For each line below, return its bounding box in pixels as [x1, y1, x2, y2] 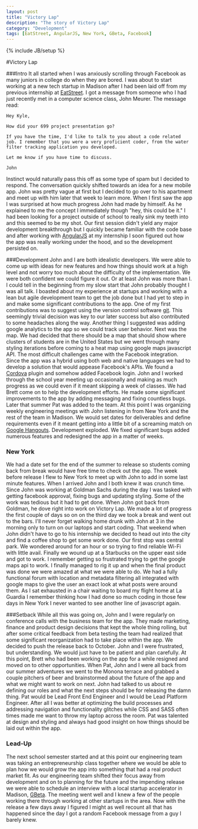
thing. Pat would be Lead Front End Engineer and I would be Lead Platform [6, 693, 187, 700]
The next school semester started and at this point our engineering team [6, 753, 183, 760]
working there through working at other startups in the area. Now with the [6, 797, 186, 804]
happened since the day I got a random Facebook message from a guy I [6, 809, 181, 817]
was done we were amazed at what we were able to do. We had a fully [6, 568, 178, 576]
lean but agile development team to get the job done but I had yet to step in [6, 294, 189, 301]
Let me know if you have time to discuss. [6, 155, 112, 161]
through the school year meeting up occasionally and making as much [6, 376, 177, 383]
